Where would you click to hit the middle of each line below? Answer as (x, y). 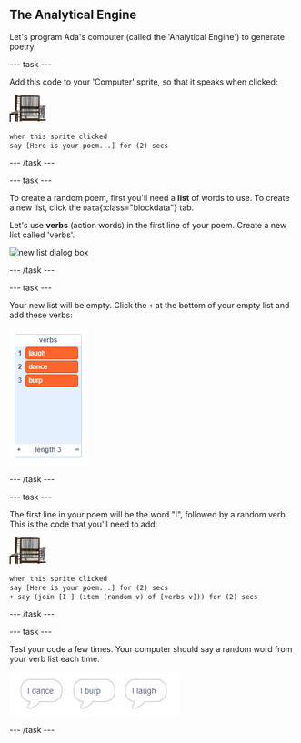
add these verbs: (41, 315)
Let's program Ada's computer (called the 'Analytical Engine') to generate (147, 36)
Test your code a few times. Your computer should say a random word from (151, 648)
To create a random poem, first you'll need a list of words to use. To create (150, 197)
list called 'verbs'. (42, 235)
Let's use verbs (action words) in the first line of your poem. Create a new (148, 225)
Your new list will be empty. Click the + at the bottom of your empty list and (150, 305)
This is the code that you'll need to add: (84, 524)
